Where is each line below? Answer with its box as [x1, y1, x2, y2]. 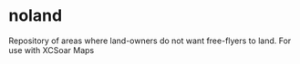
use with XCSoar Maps [8, 44, 95, 55]
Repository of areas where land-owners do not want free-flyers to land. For [8, 35, 292, 46]
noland [8, 5, 63, 26]
